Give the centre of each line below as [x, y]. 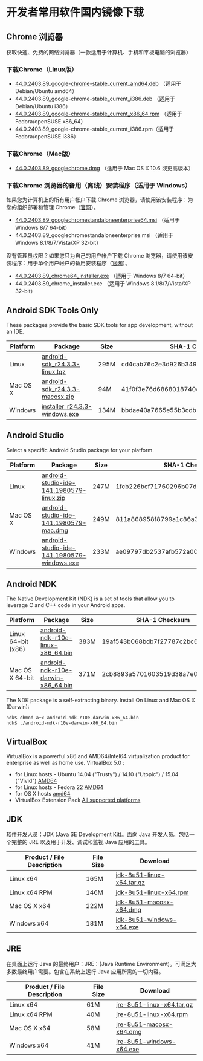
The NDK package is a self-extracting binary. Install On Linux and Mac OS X [101, 700]
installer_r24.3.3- [67, 406]
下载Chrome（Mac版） [40, 154]
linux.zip [53, 498]
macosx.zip [58, 397]
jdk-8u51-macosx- [145, 902]
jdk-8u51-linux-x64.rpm [152, 892]
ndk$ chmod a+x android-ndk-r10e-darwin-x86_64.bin [72, 718]
